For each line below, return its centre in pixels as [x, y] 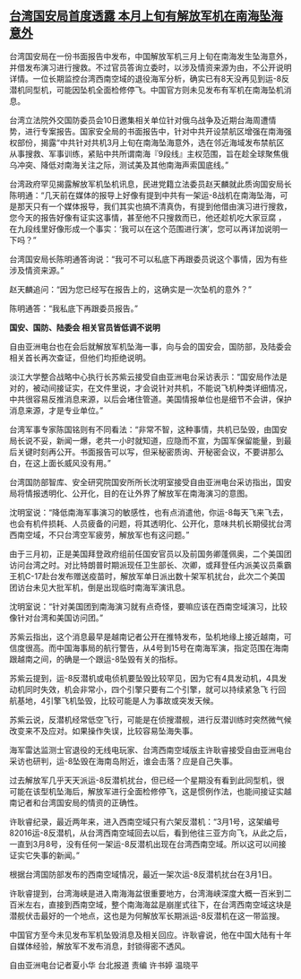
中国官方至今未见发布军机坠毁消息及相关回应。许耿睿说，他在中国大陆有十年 [150, 934]
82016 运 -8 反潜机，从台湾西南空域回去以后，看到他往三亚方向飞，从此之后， [150, 833]
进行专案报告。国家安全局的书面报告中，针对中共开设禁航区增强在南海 [154, 131]
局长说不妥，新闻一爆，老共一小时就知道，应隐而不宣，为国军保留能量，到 [146, 440]
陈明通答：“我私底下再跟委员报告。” [74, 308]
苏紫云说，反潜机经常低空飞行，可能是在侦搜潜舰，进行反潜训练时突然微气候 [150, 719]
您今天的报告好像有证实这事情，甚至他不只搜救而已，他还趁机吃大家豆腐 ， [148, 217]
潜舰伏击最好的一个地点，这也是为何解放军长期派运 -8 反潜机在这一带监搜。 [147, 915]
